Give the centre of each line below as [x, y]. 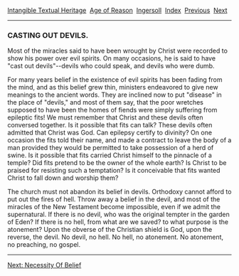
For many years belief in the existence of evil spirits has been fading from [115, 80]
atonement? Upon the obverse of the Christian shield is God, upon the [110, 230]
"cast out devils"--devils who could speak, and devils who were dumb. [111, 66]
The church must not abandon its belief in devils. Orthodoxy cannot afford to [119, 192]
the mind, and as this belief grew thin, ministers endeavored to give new [113, 87]
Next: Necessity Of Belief [44, 265]
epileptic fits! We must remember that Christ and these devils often [106, 117]
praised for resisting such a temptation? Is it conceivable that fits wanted [114, 171]
